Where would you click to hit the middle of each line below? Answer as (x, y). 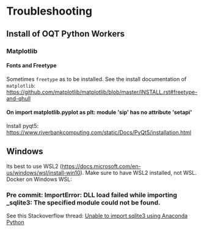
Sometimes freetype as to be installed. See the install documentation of (97, 79)
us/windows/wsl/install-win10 (43, 172)
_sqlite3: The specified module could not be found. (83, 202)
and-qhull (19, 98)
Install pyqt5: (23, 125)
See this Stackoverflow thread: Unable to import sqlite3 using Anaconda (97, 216)
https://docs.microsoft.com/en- (101, 166)
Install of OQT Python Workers (66, 34)
